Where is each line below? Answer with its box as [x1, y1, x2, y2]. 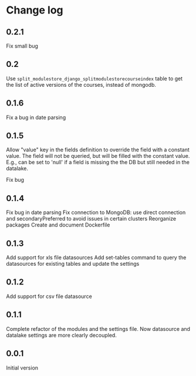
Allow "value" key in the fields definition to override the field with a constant [6, 146, 190, 153]
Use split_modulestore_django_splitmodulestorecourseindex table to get [6, 74, 183, 82]
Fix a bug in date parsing [6, 114, 66, 121]
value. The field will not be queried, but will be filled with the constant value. [6, 153, 190, 160]
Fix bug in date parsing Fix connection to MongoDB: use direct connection [6, 209, 186, 216]
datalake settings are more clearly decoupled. [6, 331, 117, 338]
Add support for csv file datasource [6, 293, 92, 300]
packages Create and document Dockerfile [6, 221, 110, 229]
